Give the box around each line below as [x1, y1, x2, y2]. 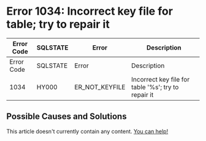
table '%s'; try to [131, 83, 179, 91]
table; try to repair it [6, 17, 110, 31]
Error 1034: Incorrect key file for [6, 4, 174, 18]
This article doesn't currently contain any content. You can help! [6, 128, 169, 135]
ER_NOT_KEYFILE [74, 83, 126, 91]
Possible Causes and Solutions [6, 112, 127, 122]
